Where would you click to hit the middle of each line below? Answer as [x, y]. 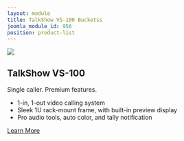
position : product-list [41, 33]
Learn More [24, 131]
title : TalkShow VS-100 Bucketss [55, 20]
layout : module [29, 13]
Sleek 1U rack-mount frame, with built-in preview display [97, 110]
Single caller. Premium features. [52, 90]
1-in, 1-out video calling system [61, 103]
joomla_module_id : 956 [39, 26]
